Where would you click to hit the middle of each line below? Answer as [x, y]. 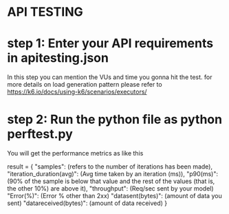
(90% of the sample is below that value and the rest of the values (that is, [111, 181]
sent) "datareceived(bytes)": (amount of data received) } [87, 203]
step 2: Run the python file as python [115, 119]
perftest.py [40, 134]
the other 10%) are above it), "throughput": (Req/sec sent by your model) [111, 189]
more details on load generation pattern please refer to [85, 85]
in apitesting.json [58, 58]
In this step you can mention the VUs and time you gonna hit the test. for [110, 77]
